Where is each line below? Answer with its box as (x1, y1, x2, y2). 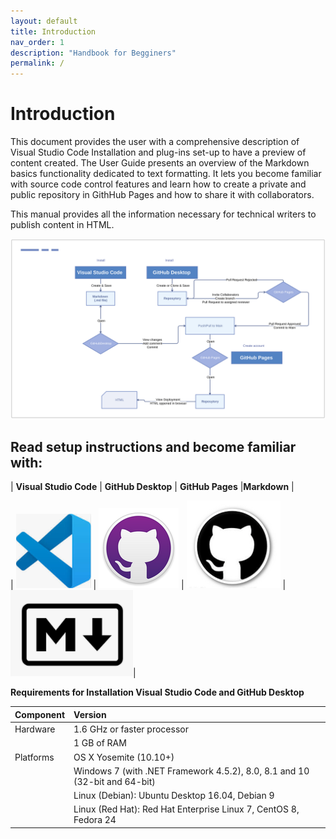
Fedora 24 (73, 814, 117, 826)
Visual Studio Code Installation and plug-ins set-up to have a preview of (10, 146, 307, 159)
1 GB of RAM (73, 737, 127, 749)
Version (73, 708, 107, 720)
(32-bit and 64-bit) (73, 775, 156, 787)
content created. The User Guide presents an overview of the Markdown (10, 157, 310, 169)
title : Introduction (10, 26, 97, 37)
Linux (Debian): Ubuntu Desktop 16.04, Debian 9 (73, 790, 275, 802)
